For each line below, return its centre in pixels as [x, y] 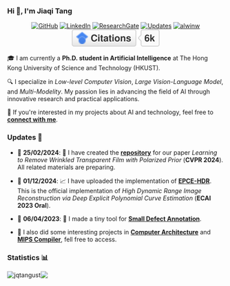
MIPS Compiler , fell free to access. [67, 239]
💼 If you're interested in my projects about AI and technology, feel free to [110, 112]
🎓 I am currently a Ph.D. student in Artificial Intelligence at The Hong [108, 58]
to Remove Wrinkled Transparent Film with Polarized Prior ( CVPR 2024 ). [120, 159]
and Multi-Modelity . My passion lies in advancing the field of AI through [109, 91]
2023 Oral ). [34, 205]
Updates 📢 [25, 137]
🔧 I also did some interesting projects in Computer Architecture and [114, 232]
